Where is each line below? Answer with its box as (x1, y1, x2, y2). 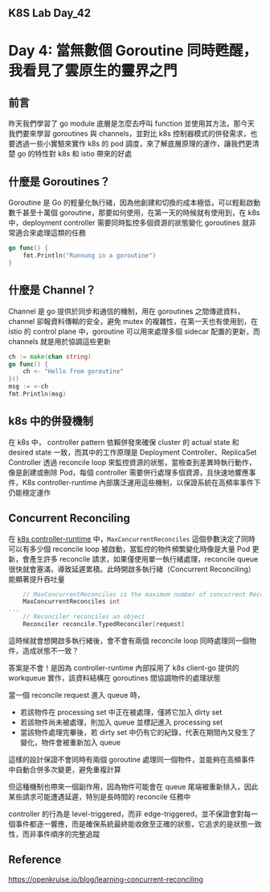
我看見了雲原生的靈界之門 (8, 61, 178, 80)
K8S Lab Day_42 (8, 6, 91, 20)
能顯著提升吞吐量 (8, 574, 65, 583)
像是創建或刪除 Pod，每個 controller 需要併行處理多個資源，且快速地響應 (8, 467, 249, 477)
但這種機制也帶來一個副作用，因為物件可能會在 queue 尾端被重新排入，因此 (8, 782, 259, 791)
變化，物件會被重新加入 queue (19, 737, 121, 747)
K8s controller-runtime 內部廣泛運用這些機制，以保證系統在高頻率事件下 (22, 477, 261, 487)
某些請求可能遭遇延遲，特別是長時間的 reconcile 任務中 (8, 791, 191, 801)
